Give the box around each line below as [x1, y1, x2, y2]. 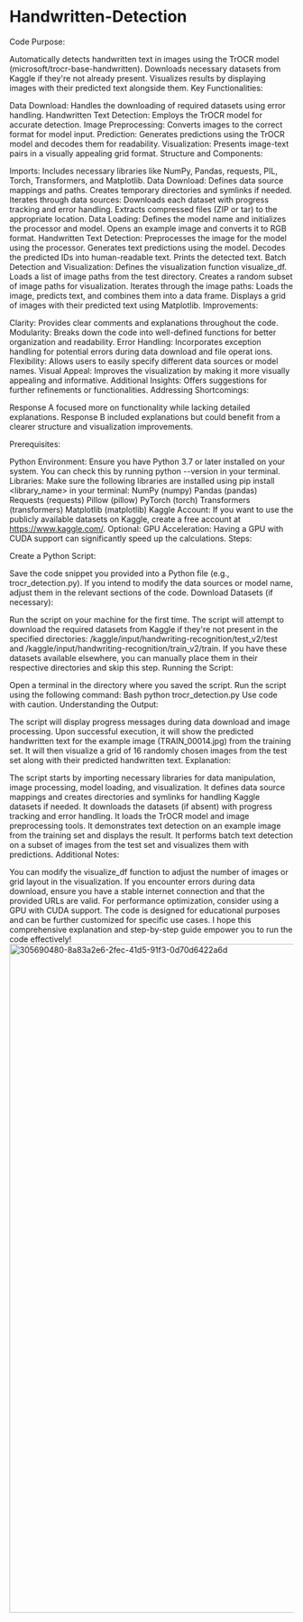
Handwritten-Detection [9, 6, 188, 27]
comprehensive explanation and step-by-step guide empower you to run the [9, 924, 293, 935]
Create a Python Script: [9, 550, 96, 561]
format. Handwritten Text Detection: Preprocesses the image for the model [9, 232, 287, 243]
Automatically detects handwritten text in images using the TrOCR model [9, 53, 280, 64]
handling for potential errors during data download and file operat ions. [9, 346, 273, 357]
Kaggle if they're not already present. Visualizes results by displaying [9, 72, 266, 83]
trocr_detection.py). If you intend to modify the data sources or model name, [9, 577, 293, 588]
